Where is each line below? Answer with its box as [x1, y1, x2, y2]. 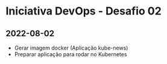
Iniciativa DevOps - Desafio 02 [5, 4, 162, 18]
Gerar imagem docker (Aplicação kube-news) [14, 44, 128, 51]
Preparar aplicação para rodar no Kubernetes [14, 51, 127, 58]
